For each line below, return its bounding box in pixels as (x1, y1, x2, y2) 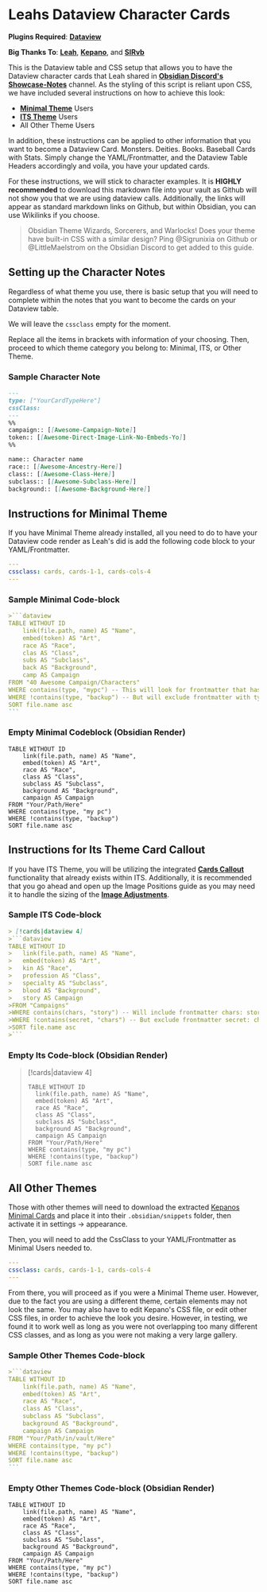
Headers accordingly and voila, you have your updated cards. (8, 161, 211, 170)
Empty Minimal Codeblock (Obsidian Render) (8, 727, 186, 738)
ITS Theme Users (19, 111, 78, 121)
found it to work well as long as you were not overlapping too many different (8, 1322, 258, 1331)
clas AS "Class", (22, 649, 80, 657)
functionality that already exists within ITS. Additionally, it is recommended (8, 872, 253, 882)
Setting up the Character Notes (8, 266, 165, 279)
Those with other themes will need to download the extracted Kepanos (8, 1202, 240, 1212)
